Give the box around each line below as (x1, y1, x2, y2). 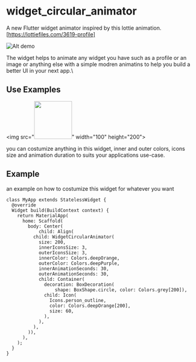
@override (11, 202, 36, 208)
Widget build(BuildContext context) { (11, 207, 110, 213)
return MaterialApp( (17, 212, 69, 219)
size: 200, (38, 239, 66, 245)
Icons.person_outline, (49, 297, 107, 303)
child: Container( (38, 276, 85, 282)
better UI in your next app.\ (6, 67, 74, 74)
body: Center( (28, 223, 63, 229)
